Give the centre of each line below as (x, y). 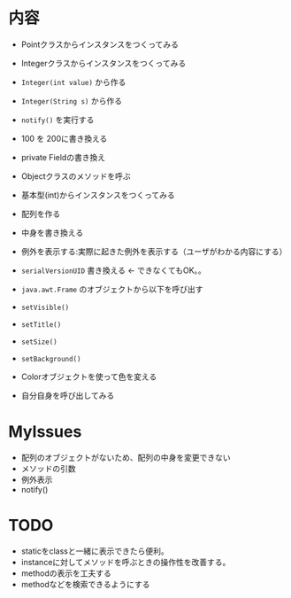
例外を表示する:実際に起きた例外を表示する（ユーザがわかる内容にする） (154, 251)
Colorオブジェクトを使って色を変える (89, 377)
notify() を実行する (57, 120)
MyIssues (45, 432)
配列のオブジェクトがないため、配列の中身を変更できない (126, 457)
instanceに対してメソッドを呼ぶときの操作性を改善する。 (126, 562)
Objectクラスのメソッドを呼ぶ (76, 176)
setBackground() (51, 359)
